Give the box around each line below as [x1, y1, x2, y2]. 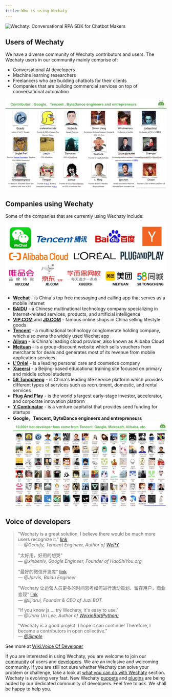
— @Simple [17, 633, 42, 640]
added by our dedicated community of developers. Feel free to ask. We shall [5, 681, 166, 687]
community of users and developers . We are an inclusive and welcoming [5, 659, 159, 665]
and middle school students [12, 371, 72, 377]
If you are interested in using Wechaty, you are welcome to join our [5, 653, 146, 660]
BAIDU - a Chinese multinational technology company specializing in [12, 305, 158, 312]
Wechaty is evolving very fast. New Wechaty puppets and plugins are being [5, 675, 165, 681]
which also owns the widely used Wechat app [12, 333, 110, 339]
